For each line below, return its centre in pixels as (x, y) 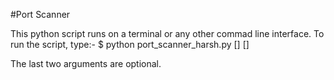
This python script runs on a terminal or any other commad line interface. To (167, 33)
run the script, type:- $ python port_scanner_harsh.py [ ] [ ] (130, 44)
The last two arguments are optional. (86, 63)
